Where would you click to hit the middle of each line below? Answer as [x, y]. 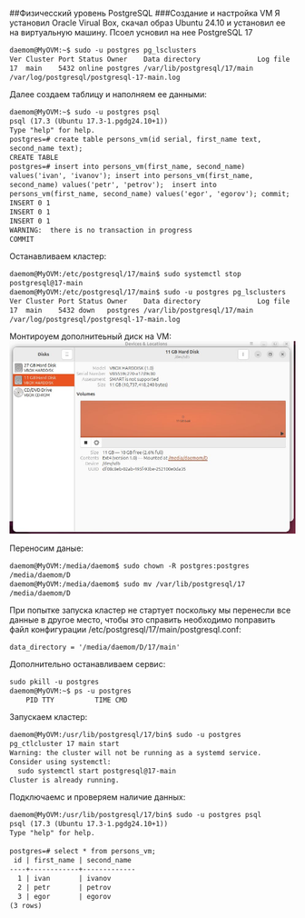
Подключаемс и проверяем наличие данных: [98, 797]
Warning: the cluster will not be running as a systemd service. [135, 753]
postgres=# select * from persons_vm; [83, 852]
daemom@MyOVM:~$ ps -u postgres [70, 691]
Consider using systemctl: [60, 763]
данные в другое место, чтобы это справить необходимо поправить [143, 620]
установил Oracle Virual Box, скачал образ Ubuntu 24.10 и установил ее [148, 23]
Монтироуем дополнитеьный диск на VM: [91, 336]
